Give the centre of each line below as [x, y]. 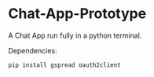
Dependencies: [33, 50]
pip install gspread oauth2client [65, 65]
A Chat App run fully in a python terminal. [75, 35]
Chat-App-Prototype [77, 14]
